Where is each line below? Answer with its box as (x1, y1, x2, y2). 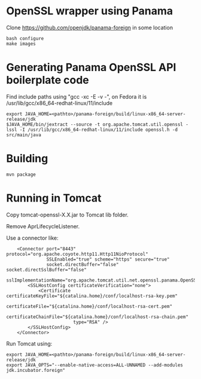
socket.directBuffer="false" (46, 261, 119, 267)
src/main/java (6, 132, 42, 138)
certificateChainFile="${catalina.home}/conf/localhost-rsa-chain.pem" (6, 314, 188, 320)
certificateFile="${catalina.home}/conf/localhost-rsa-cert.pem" (6, 303, 172, 309)
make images (6, 41, 36, 47)
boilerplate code (6, 74, 90, 87)
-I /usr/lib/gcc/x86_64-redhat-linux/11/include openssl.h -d (19, 127, 178, 133)
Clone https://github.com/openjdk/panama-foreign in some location (6, 24, 173, 31)
